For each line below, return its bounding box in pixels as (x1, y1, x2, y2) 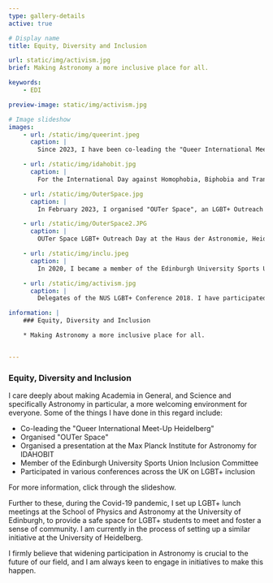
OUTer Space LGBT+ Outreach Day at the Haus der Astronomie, (37, 235, 249, 244)
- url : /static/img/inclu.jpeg (23, 249, 129, 257)
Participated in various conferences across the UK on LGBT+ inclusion (19, 467, 256, 477)
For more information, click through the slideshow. (8, 482, 177, 492)
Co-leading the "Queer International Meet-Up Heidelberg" (19, 424, 214, 434)
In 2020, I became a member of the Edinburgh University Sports (37, 265, 260, 273)
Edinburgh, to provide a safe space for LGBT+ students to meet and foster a (8, 516, 262, 525)
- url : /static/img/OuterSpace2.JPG (23, 220, 148, 228)
